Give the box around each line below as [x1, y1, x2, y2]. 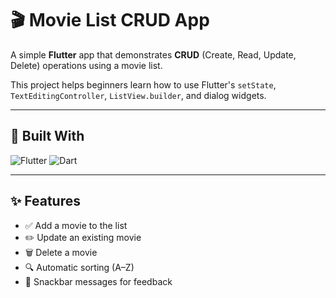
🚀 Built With [10, 128, 85, 145]
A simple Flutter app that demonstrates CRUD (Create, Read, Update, [10, 48, 297, 61]
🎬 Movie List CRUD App [10, 9, 210, 32]
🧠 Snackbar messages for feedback [24, 275, 173, 287]
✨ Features [10, 193, 81, 210]
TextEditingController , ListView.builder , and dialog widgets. [10, 89, 267, 101]
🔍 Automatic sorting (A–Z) [24, 261, 135, 273]
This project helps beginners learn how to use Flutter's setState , [10, 78, 277, 91]
